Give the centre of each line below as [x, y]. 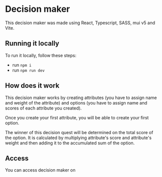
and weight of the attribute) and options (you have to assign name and [76, 103]
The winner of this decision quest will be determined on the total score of [79, 132]
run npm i [22, 65]
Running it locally [32, 44]
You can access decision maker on [40, 170]
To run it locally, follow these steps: [41, 55]
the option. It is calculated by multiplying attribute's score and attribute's [78, 138]
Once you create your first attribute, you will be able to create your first [77, 117]
